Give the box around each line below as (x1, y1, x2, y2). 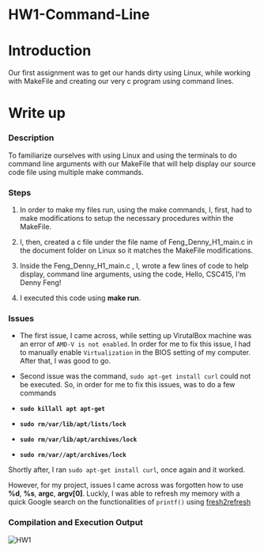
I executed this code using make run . (19, 293, 141, 303)
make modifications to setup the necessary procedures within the (19, 213, 234, 223)
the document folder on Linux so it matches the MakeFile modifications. (19, 246, 254, 255)
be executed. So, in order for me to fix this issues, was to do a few (19, 380, 236, 390)
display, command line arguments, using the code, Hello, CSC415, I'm (19, 269, 247, 279)
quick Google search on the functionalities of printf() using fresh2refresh (8, 497, 251, 507)
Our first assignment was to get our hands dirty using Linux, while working (8, 68, 251, 78)
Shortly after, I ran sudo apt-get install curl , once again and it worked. (8, 465, 245, 474)
